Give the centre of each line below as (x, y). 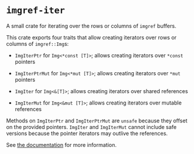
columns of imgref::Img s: (37, 44)
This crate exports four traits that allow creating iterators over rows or (91, 37)
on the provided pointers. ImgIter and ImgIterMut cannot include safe (91, 127)
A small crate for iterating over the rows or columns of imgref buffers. (91, 26)
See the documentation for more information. (62, 144)
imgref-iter (36, 10)
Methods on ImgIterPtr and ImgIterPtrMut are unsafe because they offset (97, 121)
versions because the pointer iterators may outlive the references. (87, 133)
